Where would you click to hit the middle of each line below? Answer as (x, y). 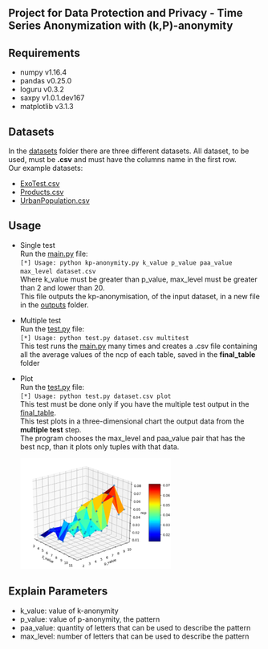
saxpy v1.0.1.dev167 (52, 98)
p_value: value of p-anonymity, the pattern (90, 619)
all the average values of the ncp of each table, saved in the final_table (138, 354)
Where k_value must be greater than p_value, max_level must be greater (139, 279)
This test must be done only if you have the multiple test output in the (134, 404)
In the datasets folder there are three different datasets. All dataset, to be (129, 151)
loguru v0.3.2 (42, 89)
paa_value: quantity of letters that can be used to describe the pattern (135, 627)
